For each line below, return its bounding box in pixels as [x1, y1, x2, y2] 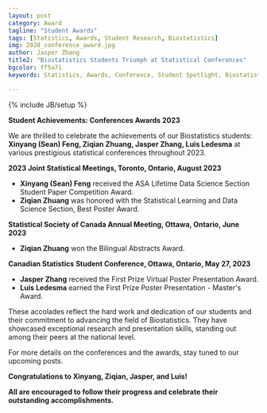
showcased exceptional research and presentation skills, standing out [8, 324, 237, 333]
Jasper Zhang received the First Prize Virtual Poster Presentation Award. [19, 274, 259, 284]
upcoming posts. [8, 356, 64, 365]
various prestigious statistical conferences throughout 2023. [8, 147, 207, 157]
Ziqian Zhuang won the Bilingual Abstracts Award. [19, 243, 185, 253]
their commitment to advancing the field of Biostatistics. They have [8, 315, 228, 324]
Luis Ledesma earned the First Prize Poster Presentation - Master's [19, 282, 242, 292]
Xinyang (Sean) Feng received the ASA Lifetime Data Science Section [19, 179, 250, 188]
